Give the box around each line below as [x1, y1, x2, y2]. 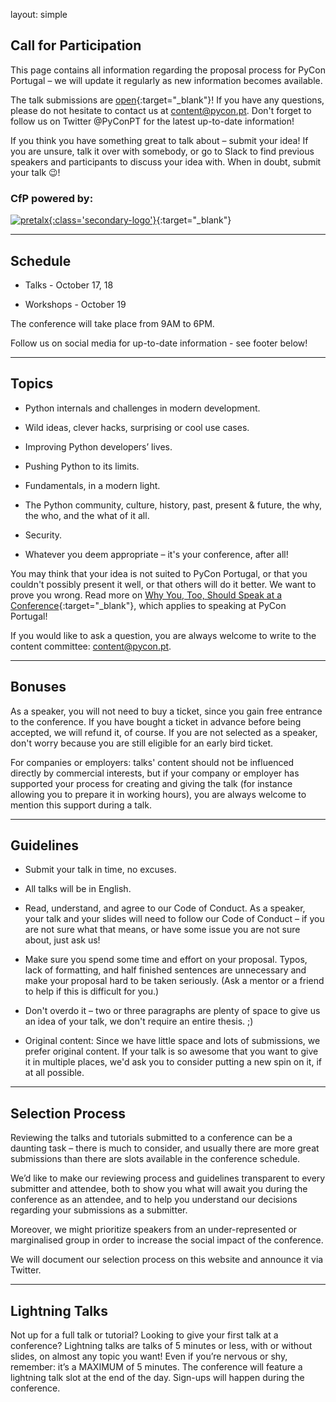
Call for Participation [10, 37, 142, 54]
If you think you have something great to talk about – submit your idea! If [10, 134, 309, 146]
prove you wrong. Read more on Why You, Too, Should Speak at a [10, 589, 283, 601]
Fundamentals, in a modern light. [24, 479, 161, 491]
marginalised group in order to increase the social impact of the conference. [10, 1234, 324, 1246]
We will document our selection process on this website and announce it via [10, 1254, 324, 1266]
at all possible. [24, 1067, 85, 1079]
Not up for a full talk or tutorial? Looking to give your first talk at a [10, 1329, 279, 1341]
